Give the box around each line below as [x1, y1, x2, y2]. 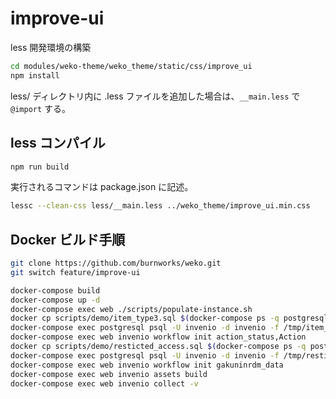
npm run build [10, 162, 70, 172]
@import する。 [10, 102, 72, 114]
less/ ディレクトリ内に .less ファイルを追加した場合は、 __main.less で [10, 90, 301, 102]
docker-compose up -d [10, 295, 101, 305]
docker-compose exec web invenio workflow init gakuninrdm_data [10, 360, 284, 370]
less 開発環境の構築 [10, 41, 92, 53]
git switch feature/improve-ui [10, 267, 141, 277]
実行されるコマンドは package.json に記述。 [10, 181, 194, 193]
